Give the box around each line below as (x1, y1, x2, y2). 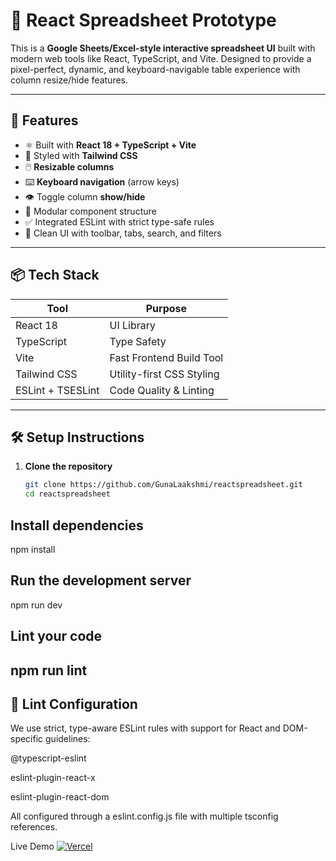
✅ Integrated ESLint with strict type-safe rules (24, 215, 215, 228)
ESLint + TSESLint (15, 383, 100, 397)
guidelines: (45, 733, 91, 745)
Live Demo (10, 840, 55, 853)
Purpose (145, 301, 188, 315)
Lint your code (10, 628, 103, 645)
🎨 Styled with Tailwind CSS (24, 149, 138, 161)
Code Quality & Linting (109, 383, 215, 397)
